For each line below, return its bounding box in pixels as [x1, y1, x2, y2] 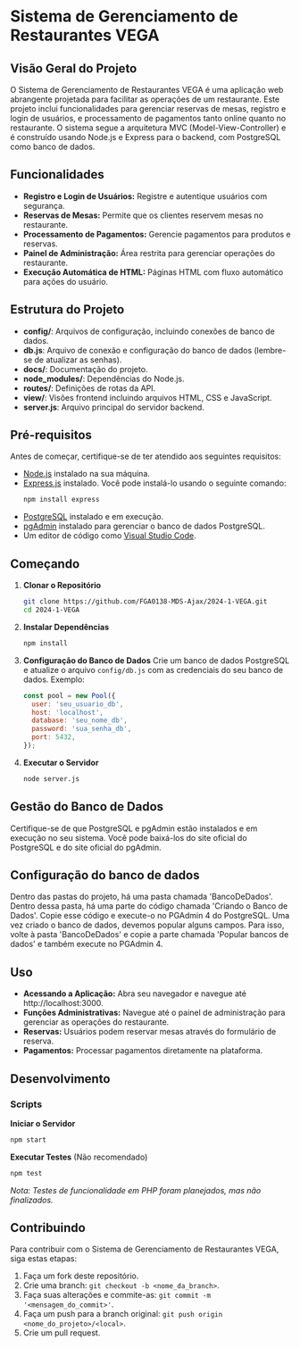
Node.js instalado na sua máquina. [22, 469, 151, 479]
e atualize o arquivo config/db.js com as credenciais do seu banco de [22, 664, 284, 675]
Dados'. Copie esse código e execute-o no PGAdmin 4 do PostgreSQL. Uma [10, 910, 290, 921]
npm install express [22, 495, 100, 504]
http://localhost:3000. [22, 998, 104, 1009]
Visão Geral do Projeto [10, 61, 137, 76]
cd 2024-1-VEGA [22, 605, 80, 614]
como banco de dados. [10, 141, 96, 152]
